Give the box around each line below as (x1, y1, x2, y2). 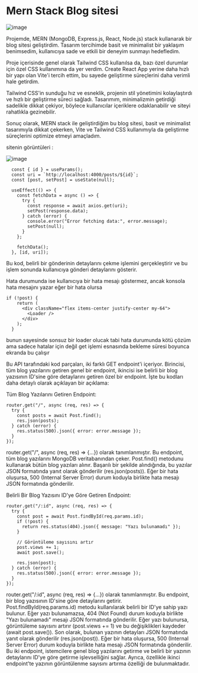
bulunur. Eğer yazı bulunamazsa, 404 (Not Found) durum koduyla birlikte (6, 610, 183, 617)
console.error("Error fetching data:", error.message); (27, 218, 168, 224)
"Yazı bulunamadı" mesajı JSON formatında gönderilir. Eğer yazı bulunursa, (6, 616, 189, 623)
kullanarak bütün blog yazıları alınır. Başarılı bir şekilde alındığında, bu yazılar (6, 461, 193, 468)
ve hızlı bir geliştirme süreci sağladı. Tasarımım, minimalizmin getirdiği (6, 96, 176, 103)
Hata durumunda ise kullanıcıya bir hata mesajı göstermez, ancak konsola (6, 277, 185, 284)
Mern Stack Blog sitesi (6, 4, 119, 18)
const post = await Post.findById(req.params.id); (17, 513, 144, 519)
